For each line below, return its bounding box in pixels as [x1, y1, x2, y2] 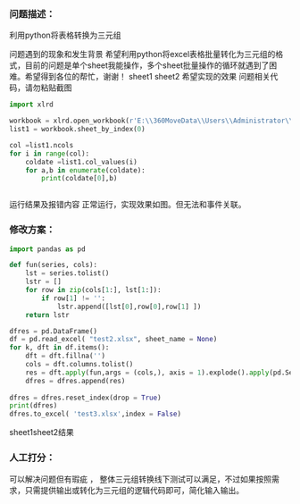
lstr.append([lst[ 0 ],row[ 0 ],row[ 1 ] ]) [56, 302, 202, 311]
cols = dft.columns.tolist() [25, 360, 134, 369]
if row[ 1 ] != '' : [41, 293, 105, 303]
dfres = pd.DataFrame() [9, 326, 98, 336]
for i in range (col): [9, 149, 90, 158]
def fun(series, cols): [9, 261, 98, 270]
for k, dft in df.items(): [9, 343, 110, 352]
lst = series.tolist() [25, 269, 110, 278]
